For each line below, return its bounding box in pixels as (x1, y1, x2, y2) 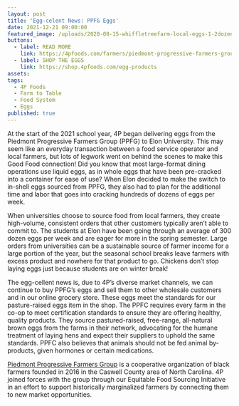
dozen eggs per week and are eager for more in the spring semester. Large (7, 234, 228, 242)
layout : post (7, 10, 46, 18)
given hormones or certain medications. (36, 346, 154, 355)
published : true (7, 110, 55, 117)
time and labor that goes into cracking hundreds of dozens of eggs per (7, 189, 215, 198)
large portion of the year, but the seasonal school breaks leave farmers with (7, 249, 230, 257)
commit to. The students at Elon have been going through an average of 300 (7, 226, 232, 235)
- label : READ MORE (14, 43, 72, 51)
